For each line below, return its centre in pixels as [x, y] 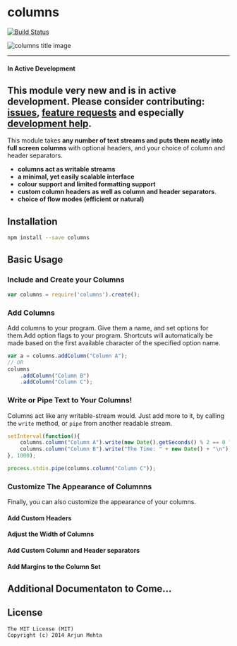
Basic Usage [35, 259]
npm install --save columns [49, 238]
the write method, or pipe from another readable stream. [90, 423]
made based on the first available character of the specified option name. [114, 342]
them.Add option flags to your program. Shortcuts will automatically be [110, 335]
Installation [32, 221]
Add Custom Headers [39, 518]
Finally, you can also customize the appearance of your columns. [102, 502]
